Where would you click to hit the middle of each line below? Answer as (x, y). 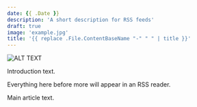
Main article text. (31, 98)
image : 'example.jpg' (38, 32)
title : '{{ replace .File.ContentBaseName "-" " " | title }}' (99, 39)
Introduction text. (31, 72)
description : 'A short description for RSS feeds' (81, 20)
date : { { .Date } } (33, 13)
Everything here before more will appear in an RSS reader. (89, 85)
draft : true (24, 26)
